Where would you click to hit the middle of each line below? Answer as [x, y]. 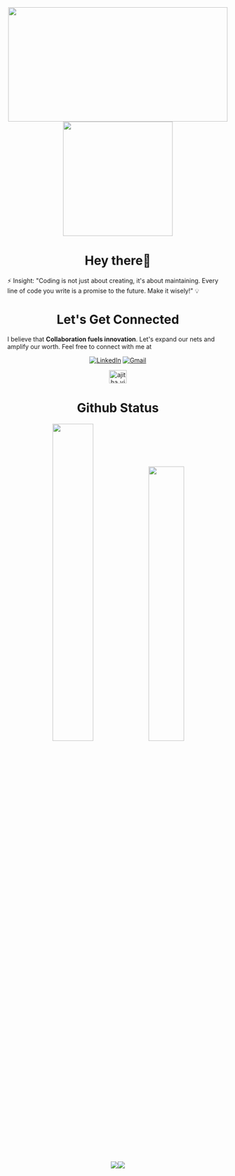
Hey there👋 [118, 261]
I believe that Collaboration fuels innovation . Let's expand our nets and [111, 339]
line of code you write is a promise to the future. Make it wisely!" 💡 [103, 291]
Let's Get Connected [118, 320]
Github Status [118, 408]
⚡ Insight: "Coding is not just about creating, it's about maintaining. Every [113, 280]
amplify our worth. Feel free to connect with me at [80, 346]
